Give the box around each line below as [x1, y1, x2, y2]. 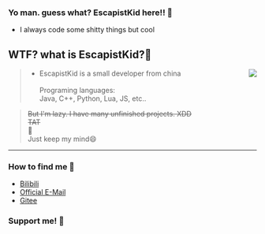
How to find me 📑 [8, 162, 75, 173]
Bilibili [19, 179, 39, 188]
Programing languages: [39, 86, 116, 95]
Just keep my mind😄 [27, 134, 97, 144]
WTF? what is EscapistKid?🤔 [8, 47, 152, 61]
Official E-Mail [19, 188, 66, 197]
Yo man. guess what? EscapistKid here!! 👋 [8, 7, 174, 18]
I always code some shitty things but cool [19, 25, 155, 35]
